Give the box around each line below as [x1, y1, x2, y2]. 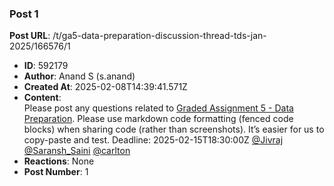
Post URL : [9, 30, 51, 42]
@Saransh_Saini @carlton [23, 145, 131, 157]
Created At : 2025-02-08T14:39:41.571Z [23, 81, 188, 93]
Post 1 [9, 7, 39, 21]
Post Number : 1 [23, 166, 89, 178]
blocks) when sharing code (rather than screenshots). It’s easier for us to [23, 123, 325, 136]
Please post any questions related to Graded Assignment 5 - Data [23, 102, 294, 114]
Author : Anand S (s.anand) [23, 70, 136, 82]
